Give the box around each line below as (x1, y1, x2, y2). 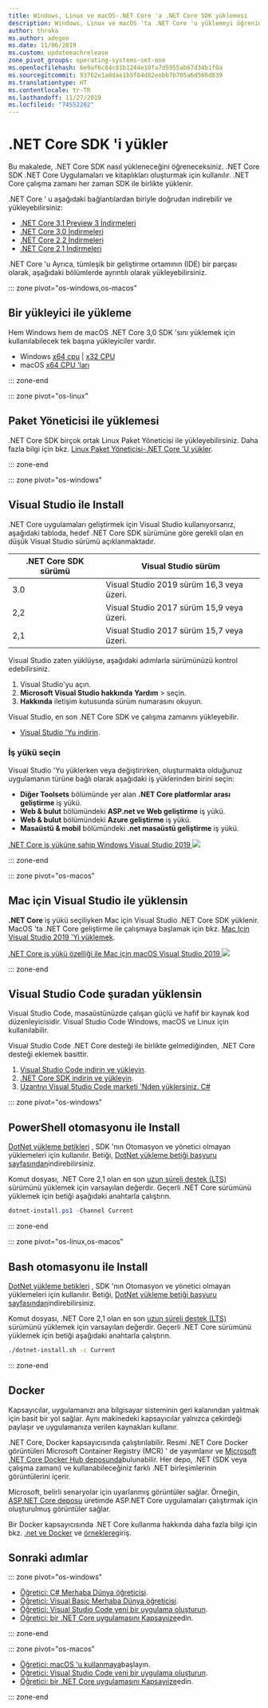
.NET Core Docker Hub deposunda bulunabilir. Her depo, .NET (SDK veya (8, 1455, 247, 1464)
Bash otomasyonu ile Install (8, 1260, 148, 1274)
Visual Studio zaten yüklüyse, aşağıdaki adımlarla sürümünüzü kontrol (8, 655, 238, 664)
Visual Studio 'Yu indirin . (19, 727, 100, 736)
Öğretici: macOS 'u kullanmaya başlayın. (19, 1660, 151, 1670)
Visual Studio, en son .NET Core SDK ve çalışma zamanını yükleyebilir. (8, 712, 239, 721)
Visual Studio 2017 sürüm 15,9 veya (105, 601, 243, 613)
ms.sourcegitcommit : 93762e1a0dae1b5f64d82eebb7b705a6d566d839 (8, 71, 223, 79)
